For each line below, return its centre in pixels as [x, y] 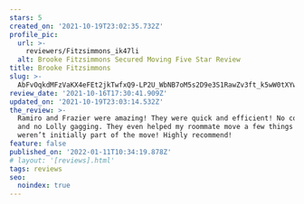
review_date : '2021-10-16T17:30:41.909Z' [89, 93]
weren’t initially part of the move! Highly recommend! [125, 135]
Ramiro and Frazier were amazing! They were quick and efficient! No [151, 118]
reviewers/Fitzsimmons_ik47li [83, 51]
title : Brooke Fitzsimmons [60, 69]
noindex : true [44, 186]
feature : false [38, 144]
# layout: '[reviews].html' [62, 160]
